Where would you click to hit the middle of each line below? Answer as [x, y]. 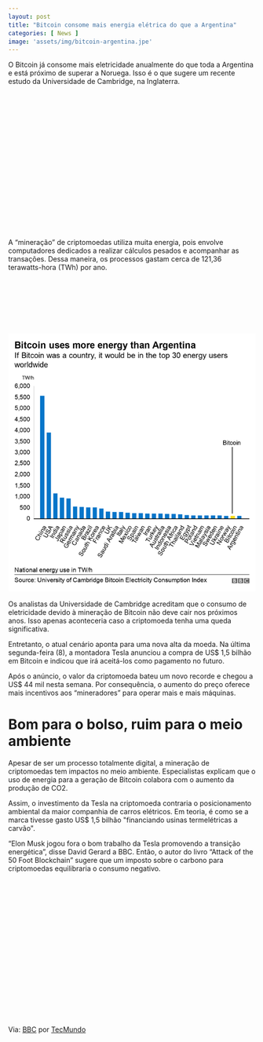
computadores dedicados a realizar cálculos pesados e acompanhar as [124, 250]
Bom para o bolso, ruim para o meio [126, 724]
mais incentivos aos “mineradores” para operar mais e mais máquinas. [122, 693]
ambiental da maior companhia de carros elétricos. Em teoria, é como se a [128, 811]
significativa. [29, 629]
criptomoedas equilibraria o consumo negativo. [84, 868]
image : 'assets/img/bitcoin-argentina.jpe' [80, 42]
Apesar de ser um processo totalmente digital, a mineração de [109, 762]
